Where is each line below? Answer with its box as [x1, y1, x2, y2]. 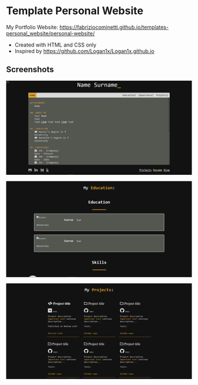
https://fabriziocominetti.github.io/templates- [59, 24, 169, 31]
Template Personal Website [6, 4, 144, 18]
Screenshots [6, 65, 54, 75]
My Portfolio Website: [6, 24, 59, 31]
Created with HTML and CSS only [14, 41, 97, 48]
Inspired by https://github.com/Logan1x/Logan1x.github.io [14, 47, 155, 54]
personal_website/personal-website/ [6, 29, 95, 36]
